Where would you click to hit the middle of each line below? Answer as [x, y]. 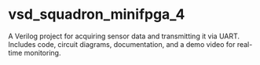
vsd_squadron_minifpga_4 [97, 14]
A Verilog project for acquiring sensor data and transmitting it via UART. [124, 36]
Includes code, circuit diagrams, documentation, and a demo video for [122, 44]
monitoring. [42, 52]
